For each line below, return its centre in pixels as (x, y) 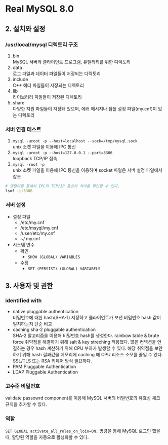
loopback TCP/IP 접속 (35, 159)
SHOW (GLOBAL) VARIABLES (54, 257)
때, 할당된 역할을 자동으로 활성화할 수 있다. (47, 437)
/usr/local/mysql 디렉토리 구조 (42, 45)
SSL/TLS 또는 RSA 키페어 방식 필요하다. (52, 361)
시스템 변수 (24, 245)
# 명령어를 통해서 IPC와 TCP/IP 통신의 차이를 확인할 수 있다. (62, 186)
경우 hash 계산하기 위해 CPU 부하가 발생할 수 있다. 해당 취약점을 (90, 348)
